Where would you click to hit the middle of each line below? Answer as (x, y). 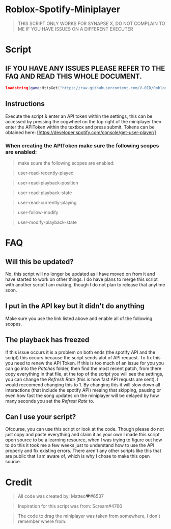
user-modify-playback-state (47, 222)
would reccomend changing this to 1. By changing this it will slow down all (83, 385)
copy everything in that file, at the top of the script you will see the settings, (84, 374)
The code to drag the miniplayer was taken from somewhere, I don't (89, 516)
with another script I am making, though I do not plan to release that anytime (85, 284)
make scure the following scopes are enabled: (66, 163)
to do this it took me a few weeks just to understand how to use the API (80, 445)
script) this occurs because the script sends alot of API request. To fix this (83, 357)
